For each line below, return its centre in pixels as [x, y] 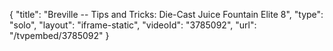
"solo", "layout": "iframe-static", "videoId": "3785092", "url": [133, 25]
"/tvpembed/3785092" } [59, 35]
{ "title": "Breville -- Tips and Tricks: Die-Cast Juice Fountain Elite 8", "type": [166, 14]
